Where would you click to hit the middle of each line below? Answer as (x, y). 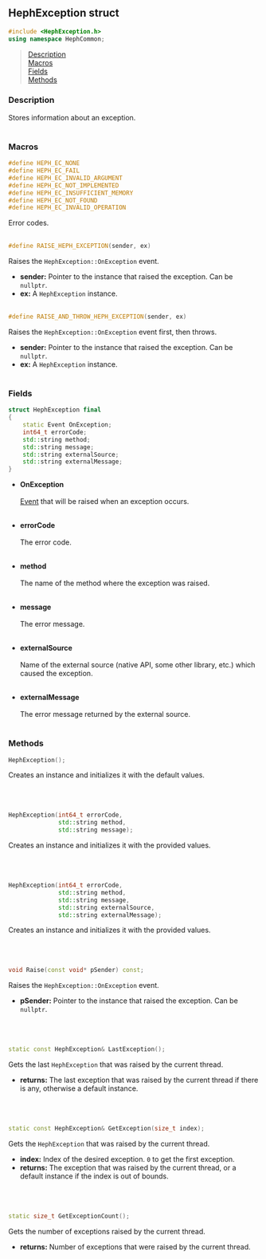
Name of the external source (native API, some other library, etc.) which (137, 665)
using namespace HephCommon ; (57, 39)
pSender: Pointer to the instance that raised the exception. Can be (129, 1001)
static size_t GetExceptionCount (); (69, 1216)
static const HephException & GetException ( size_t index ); (106, 1129)
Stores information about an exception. (72, 117)
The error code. (45, 542)
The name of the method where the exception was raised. (115, 583)
